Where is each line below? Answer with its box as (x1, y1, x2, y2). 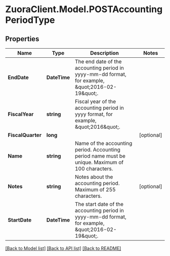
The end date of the (75, 58, 122, 65)
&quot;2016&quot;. (75, 123, 120, 130)
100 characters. (75, 165, 113, 172)
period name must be (75, 153, 125, 159)
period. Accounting (75, 146, 120, 153)
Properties (5, 34, 39, 43)
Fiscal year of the (75, 98, 116, 105)
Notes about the (75, 173, 113, 180)
